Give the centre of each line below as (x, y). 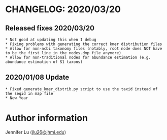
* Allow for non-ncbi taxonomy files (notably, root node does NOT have (84, 49)
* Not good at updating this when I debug (51, 40)
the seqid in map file (29, 93)
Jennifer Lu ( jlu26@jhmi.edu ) (36, 132)
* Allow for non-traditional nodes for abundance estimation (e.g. (78, 57)
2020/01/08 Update (37, 77)
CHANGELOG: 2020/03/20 (63, 9)
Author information (46, 118)
